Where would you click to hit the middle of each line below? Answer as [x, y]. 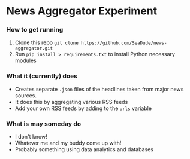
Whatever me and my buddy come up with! [68, 143]
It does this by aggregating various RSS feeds [71, 102]
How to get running [35, 30]
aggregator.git [34, 48]
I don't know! [31, 137]
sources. [26, 95]
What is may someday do [44, 124]
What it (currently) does [42, 76]
